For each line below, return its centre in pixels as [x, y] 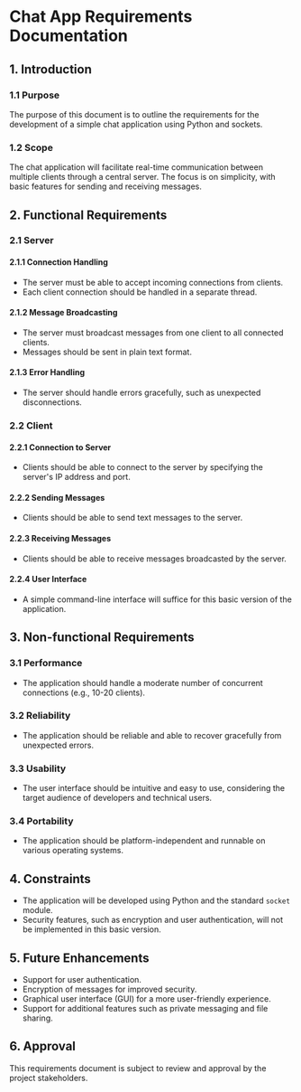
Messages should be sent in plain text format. [107, 352]
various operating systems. [73, 851]
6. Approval [43, 1046]
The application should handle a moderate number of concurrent [142, 682]
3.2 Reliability [40, 716]
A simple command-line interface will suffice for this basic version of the [157, 599]
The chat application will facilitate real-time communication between [137, 167]
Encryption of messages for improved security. [109, 989]
